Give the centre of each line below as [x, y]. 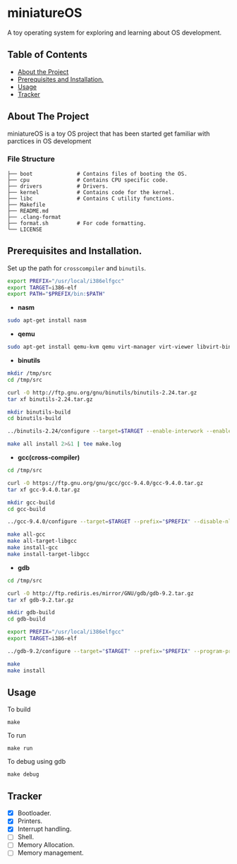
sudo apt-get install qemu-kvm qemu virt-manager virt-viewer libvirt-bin [120, 347]
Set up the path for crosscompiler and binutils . [77, 268]
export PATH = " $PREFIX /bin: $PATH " [56, 294]
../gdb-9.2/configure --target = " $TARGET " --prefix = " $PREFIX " [99, 651]
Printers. [30, 821]
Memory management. [50, 853]
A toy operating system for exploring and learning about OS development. [115, 32]
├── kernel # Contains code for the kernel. [91, 192]
